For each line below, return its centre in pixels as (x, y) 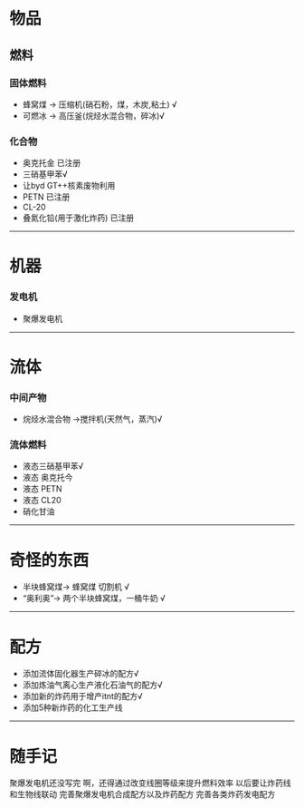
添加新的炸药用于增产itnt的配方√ (82, 696)
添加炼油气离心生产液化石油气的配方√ (92, 685)
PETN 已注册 (46, 197)
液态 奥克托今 (47, 478)
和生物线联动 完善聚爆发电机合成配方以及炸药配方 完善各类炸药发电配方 (142, 794)
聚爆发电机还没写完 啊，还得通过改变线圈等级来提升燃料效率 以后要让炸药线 (150, 783)
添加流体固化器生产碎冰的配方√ (81, 674)
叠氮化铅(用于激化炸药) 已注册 (78, 218)
